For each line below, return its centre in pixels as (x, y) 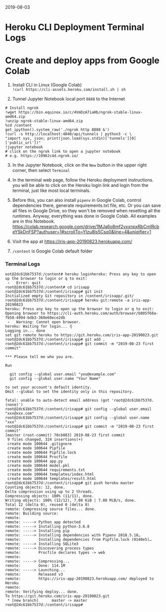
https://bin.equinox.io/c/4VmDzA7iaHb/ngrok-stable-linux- (80, 112)
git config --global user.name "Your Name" (55, 379)
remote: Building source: (32, 514)
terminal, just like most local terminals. (51, 190)
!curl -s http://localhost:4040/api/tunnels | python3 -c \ (69, 134)
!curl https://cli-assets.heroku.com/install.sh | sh (69, 90)
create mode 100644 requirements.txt (46, 470)
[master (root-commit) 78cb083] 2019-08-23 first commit (65, 435)
